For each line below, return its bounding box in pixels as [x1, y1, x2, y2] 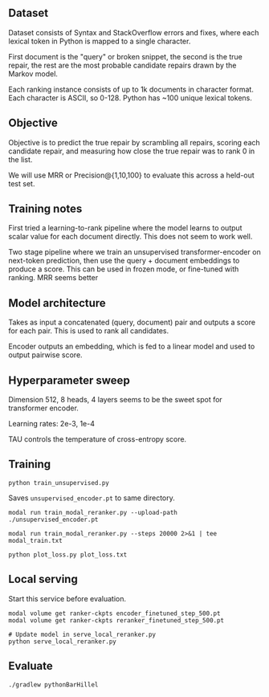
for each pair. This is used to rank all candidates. [8, 326, 169, 336]
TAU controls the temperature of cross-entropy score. [8, 434, 187, 444]
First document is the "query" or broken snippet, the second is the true [8, 51, 243, 61]
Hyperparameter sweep [8, 373, 130, 387]
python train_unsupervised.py [8, 479, 110, 487]
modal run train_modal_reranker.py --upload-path [8, 508, 178, 516]
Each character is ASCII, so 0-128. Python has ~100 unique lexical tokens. [8, 92, 253, 103]
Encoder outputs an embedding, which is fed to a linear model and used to [8, 341, 255, 352]
